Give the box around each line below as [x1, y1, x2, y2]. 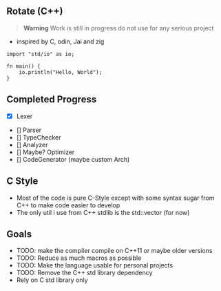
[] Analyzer [16, 140, 49, 149]
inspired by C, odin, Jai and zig [16, 37, 105, 46]
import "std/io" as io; [6, 50, 75, 57]
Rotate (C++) [6, 6, 63, 17]
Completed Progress [6, 93, 97, 106]
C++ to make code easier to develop [16, 200, 120, 209]
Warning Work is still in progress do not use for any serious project [23, 24, 214, 32]
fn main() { [6, 62, 41, 70]
